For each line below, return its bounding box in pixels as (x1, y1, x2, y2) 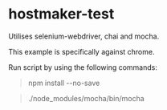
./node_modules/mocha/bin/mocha (27, 93, 145, 103)
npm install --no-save (27, 78, 100, 88)
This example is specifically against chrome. (8, 47, 155, 56)
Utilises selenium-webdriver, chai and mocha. (8, 31, 160, 41)
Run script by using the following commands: (8, 62, 158, 72)
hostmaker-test (8, 5, 115, 23)
